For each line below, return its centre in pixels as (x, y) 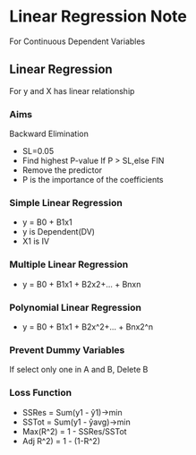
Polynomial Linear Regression (75, 307)
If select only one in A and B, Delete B (79, 370)
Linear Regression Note (98, 17)
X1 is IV (36, 241)
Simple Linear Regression (66, 202)
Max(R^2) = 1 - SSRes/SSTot (74, 431)
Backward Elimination (49, 134)
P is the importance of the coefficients (93, 180)
